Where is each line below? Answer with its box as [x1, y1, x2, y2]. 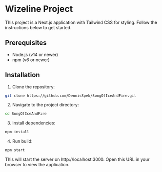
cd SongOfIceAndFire [5, 111, 47, 116]
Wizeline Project [5, 3, 73, 15]
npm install [5, 130, 29, 135]
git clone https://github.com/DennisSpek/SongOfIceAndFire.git [5, 93, 137, 98]
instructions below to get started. [5, 24, 72, 30]
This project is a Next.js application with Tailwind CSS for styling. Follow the [5, 19, 158, 25]
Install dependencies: [12, 120, 56, 126]
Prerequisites [5, 39, 47, 47]
